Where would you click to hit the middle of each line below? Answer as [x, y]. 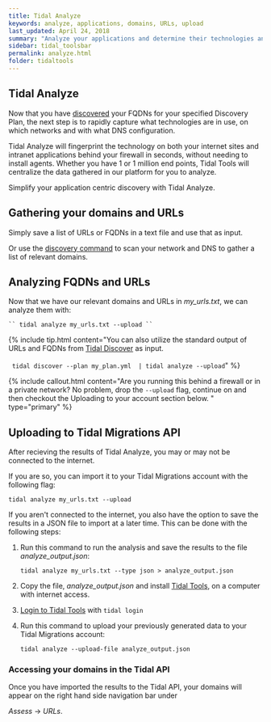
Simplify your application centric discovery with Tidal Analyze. [112, 188]
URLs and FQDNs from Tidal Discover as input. [86, 348]
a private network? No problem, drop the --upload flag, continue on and [127, 390]
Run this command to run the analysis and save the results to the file [133, 547]
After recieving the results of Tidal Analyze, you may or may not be [119, 452]
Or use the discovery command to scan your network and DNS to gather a [132, 248]
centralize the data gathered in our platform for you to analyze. [113, 171]
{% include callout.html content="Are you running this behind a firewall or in [134, 382]
